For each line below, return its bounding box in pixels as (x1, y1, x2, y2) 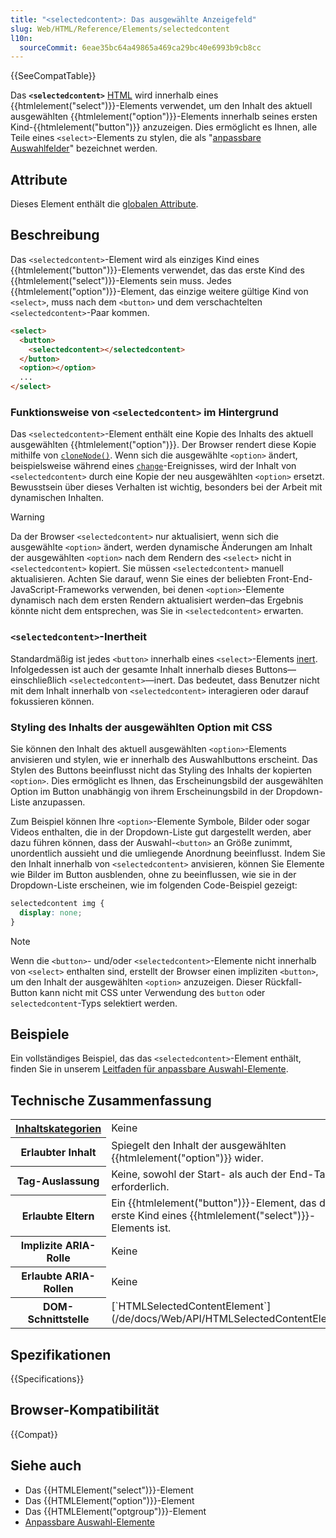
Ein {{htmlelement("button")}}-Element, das (111, 1196, 317, 1210)
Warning (10, 511, 45, 523)
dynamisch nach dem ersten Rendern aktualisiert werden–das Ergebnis (10, 594, 304, 606)
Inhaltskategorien (15, 1122, 102, 1136)
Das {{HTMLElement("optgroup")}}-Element (24, 1505, 207, 1517)
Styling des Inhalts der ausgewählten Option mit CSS (10, 720, 273, 734)
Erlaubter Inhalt (20, 1145, 97, 1159)
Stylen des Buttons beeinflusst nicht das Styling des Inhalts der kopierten (10, 764, 313, 776)
